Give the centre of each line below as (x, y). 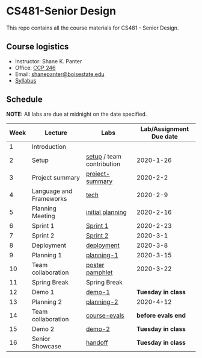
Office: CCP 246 (35, 68)
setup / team (104, 156)
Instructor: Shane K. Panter (48, 61)
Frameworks (50, 198)
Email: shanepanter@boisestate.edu (60, 74)
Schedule (25, 100)
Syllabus (26, 80)
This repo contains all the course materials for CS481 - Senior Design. (93, 28)
